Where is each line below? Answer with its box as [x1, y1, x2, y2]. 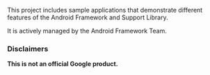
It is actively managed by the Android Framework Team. [7, 27, 167, 35]
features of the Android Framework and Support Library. [7, 13, 168, 22]
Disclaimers [7, 44, 49, 53]
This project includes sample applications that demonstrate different [7, 6, 203, 14]
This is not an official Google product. [7, 60, 118, 68]
